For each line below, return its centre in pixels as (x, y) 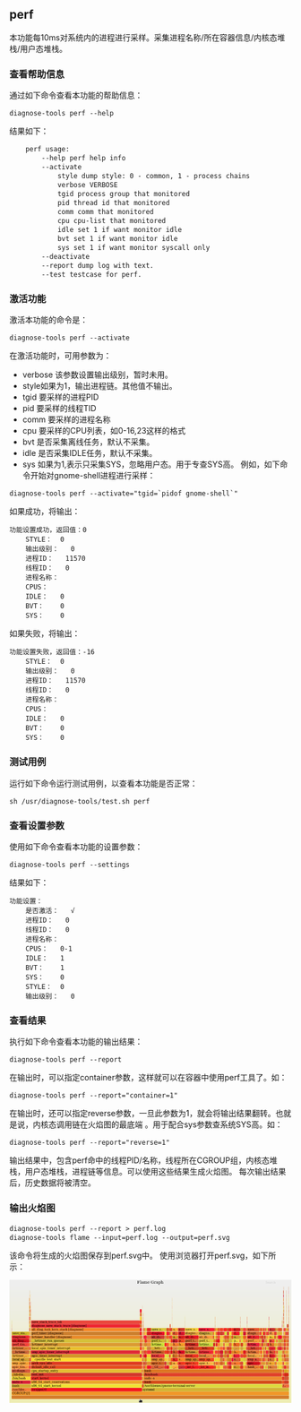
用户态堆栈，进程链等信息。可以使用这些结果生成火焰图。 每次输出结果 (155, 1172)
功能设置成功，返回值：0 (48, 530)
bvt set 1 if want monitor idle (117, 239)
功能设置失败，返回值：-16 (52, 652)
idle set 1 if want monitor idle (119, 230)
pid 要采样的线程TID (59, 409)
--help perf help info (84, 159)
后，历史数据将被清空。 (52, 1183)
